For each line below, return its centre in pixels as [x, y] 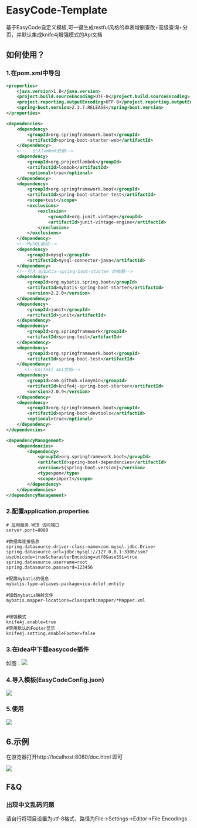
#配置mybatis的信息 [28, 579]
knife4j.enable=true [31, 622]
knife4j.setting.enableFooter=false [51, 633]
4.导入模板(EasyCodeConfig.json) [55, 680]
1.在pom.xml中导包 [33, 73]
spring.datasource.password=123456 [50, 567]
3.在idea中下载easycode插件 [47, 649]
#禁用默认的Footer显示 [31, 628]
